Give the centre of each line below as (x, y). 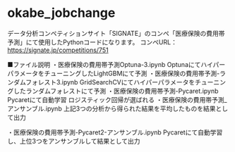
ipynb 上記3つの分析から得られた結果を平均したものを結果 (131, 108)
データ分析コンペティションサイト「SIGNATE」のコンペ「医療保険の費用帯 (116, 33)
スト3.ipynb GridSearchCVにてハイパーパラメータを (120, 82)
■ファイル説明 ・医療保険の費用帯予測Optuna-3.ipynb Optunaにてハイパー (116, 64)
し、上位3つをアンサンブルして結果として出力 (74, 141)
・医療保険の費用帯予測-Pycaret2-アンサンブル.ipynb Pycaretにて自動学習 (115, 132)
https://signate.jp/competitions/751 (58, 50)
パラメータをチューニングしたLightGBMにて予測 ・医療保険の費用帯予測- (114, 73)
